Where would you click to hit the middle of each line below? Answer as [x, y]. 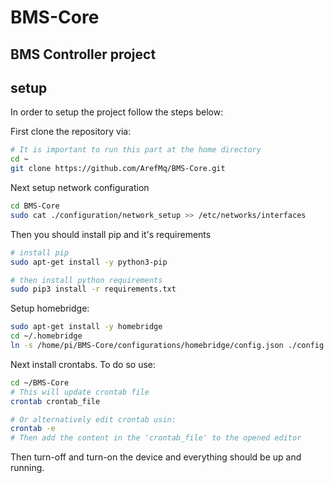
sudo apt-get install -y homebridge [86, 327]
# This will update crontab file [80, 392]
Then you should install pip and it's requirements [111, 234]
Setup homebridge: [50, 308]
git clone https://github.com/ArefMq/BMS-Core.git [118, 169]
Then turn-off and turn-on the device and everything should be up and [156, 457]
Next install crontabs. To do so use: [83, 364]
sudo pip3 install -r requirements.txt [93, 289]
